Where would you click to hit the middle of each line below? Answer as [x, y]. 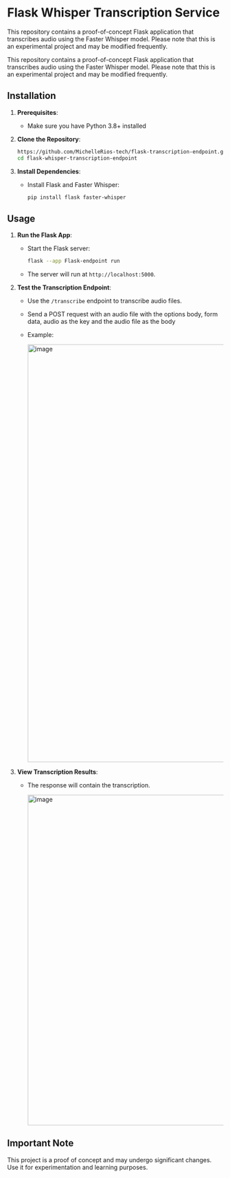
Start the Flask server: [59, 248]
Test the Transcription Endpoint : [64, 287]
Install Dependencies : [49, 171]
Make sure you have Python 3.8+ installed [87, 126]
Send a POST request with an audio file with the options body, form [123, 314]
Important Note [41, 1143]
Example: [40, 335]
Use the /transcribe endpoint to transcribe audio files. [104, 301]
